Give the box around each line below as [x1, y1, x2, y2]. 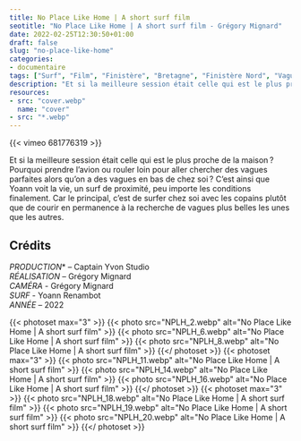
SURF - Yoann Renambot [9, 290, 101, 301]
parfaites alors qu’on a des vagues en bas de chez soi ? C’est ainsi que [9, 174, 271, 184]
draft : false [9, 38, 58, 47]
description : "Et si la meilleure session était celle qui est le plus [9, 80, 282, 89]
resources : [9, 88, 50, 97]
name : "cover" [17, 105, 70, 114]
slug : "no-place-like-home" [9, 47, 115, 55]
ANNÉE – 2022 [9, 299, 64, 310]
